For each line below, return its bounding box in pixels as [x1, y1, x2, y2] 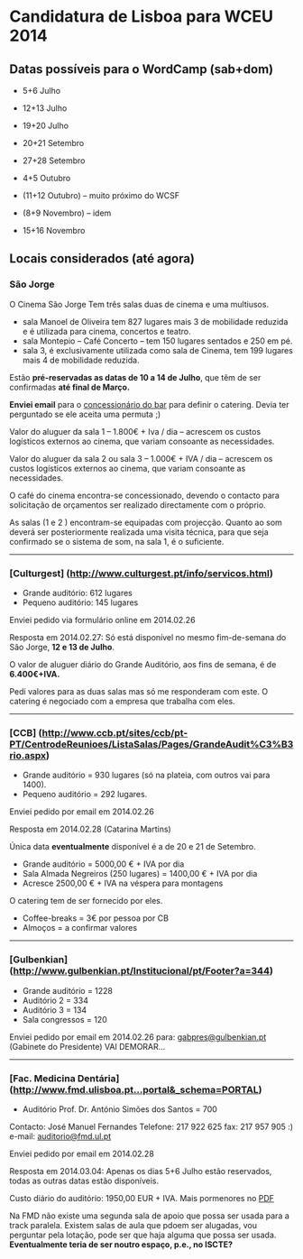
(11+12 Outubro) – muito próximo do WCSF [22, 190, 180, 200]
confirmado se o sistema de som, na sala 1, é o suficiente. [9, 536, 225, 547]
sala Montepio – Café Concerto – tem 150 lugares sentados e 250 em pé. [22, 335, 293, 346]
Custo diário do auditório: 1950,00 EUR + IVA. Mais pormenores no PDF [9, 1192, 275, 1203]
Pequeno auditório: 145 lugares [22, 597, 139, 608]
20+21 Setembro [22, 138, 85, 148]
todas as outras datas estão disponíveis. [9, 1175, 160, 1186]
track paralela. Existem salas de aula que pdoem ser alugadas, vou [9, 1219, 257, 1230]
